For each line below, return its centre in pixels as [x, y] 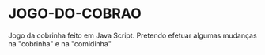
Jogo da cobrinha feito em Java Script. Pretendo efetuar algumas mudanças [132, 35]
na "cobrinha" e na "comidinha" [60, 43]
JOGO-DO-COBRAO [75, 14]
